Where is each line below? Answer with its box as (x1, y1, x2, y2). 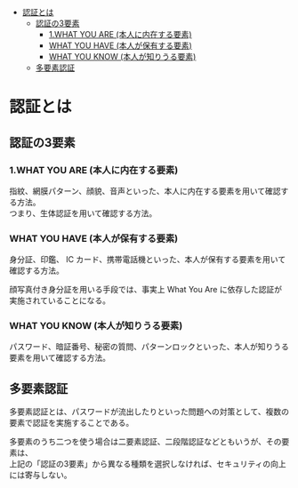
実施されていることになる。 (9, 295, 111, 306)
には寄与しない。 (9, 469, 72, 481)
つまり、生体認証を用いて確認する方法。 (9, 207, 157, 219)
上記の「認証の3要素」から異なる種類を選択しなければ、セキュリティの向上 (9, 459, 286, 469)
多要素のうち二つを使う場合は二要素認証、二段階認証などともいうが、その (9, 436, 282, 447)
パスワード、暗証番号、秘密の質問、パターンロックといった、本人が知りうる (9, 341, 289, 352)
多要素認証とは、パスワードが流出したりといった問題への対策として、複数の (9, 406, 289, 417)
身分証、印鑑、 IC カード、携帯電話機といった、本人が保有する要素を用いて (9, 254, 286, 265)
